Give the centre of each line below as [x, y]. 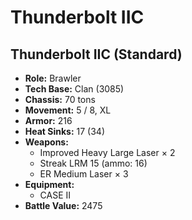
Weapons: [46, 142]
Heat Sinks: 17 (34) [65, 131]
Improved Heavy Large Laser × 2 [107, 152]
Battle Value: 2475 [63, 205]
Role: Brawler [53, 78]
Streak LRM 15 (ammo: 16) [93, 163]
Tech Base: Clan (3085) [74, 89]
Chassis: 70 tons [60, 99]
